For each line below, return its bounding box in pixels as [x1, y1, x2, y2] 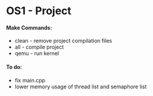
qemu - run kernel [14, 50, 59, 57]
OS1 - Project [6, 4, 72, 18]
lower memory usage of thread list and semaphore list [14, 83, 147, 90]
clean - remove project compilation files [14, 37, 113, 44]
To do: [6, 63, 23, 71]
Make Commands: [6, 24, 52, 31]
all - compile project [14, 43, 64, 51]
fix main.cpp [14, 76, 46, 84]
